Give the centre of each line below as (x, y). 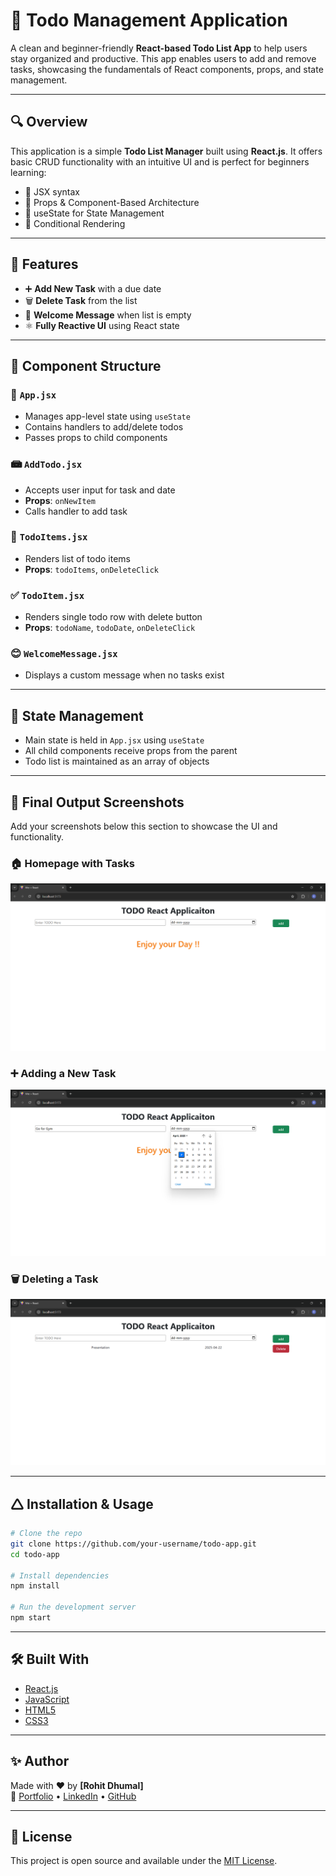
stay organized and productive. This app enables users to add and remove (163, 58)
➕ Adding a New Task (63, 1073)
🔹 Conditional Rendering (75, 223)
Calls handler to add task (76, 511)
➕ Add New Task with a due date (93, 288)
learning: (28, 172)
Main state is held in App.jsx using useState (114, 740)
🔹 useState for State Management (94, 213)
